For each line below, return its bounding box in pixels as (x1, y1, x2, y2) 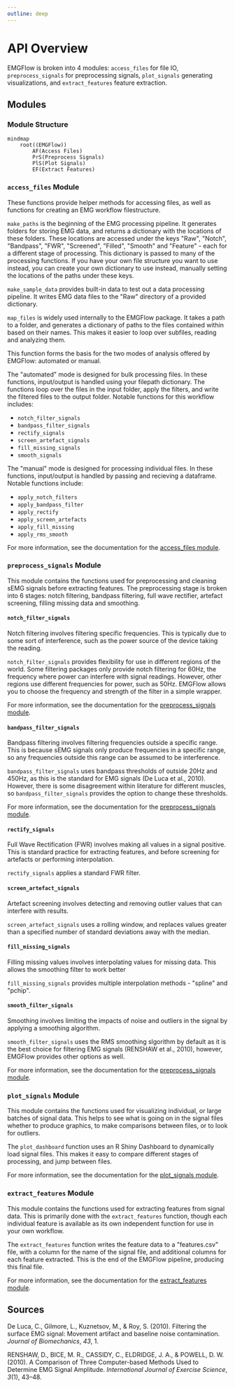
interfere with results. (7, 907, 69, 915)
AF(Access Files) (32, 148, 83, 155)
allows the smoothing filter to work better (7, 965, 126, 973)
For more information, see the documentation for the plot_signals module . (7, 1171, 219, 1180)
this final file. (7, 1262, 44, 1270)
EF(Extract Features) (32, 166, 96, 173)
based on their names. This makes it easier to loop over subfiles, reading (7, 328, 217, 337)
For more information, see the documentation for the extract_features (7, 1276, 207, 1284)
